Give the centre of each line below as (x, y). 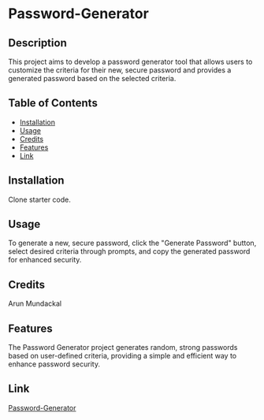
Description (37, 43)
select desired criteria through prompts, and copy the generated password (129, 251)
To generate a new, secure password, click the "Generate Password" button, (132, 243)
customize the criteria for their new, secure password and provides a (120, 70)
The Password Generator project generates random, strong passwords (123, 348)
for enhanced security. (45, 260)
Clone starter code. (39, 199)
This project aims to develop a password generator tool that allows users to (130, 61)
